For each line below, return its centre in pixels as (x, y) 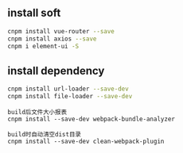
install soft (34, 13)
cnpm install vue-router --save (61, 31)
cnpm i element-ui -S (43, 46)
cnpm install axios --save (52, 39)
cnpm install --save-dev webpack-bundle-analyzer (91, 119)
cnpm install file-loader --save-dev (70, 97)
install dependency (56, 71)
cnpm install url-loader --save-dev (68, 89)
